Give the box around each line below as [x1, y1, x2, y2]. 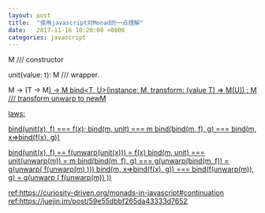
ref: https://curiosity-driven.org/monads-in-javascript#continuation [8, 188, 225, 197]
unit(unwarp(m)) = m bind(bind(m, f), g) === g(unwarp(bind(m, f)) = [8, 156, 230, 166]
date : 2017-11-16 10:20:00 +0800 [8, 26, 125, 34]
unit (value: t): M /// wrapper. [8, 70, 100, 79]
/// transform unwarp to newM [8, 94, 106, 103]
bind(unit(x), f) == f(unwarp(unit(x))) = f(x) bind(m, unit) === [8, 148, 205, 157]
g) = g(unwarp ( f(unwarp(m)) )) [8, 173, 112, 182]
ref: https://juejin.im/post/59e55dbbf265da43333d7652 [8, 196, 188, 206]
